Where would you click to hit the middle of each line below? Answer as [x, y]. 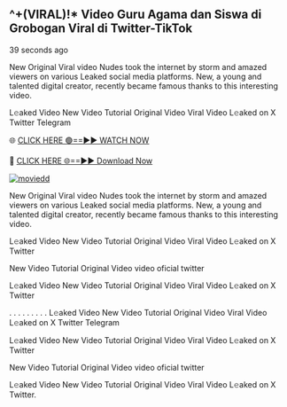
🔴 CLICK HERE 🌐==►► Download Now [81, 160]
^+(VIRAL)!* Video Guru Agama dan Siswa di [136, 15]
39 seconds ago [39, 50]
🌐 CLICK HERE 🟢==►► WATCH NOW [79, 140]
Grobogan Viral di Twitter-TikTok [101, 29]
